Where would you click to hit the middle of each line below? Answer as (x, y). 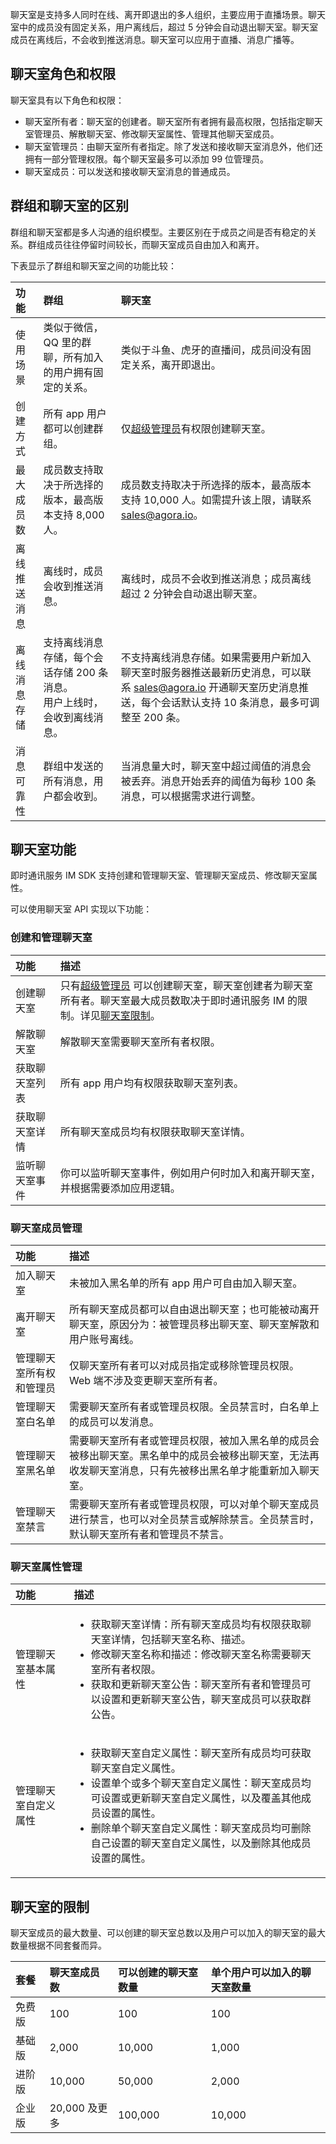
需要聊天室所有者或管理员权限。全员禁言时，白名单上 (194, 1407)
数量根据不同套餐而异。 (58, 1945)
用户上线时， (73, 702)
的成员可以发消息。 (114, 1422)
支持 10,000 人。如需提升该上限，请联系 (216, 500)
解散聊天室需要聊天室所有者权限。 (140, 1041)
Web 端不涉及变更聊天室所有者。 (146, 1381)
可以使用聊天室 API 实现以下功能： (81, 909)
